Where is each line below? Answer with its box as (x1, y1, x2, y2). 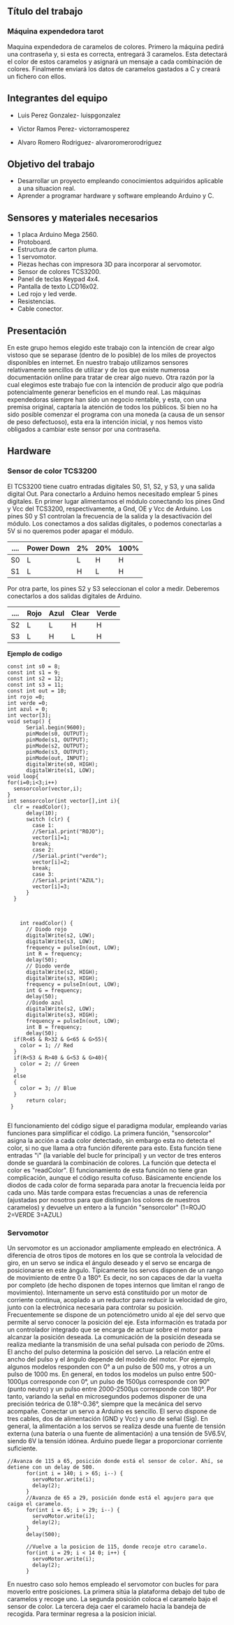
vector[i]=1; (32, 834, 71, 841)
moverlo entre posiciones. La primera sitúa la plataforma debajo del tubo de (7, 1587, 226, 1596)
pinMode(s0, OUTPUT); (25, 730, 89, 737)
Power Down (27, 543, 70, 553)
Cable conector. (17, 305, 64, 313)
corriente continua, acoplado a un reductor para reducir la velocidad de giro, (7, 1295, 228, 1304)
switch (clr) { (25, 815, 71, 823)
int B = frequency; (25, 1023, 82, 1030)
